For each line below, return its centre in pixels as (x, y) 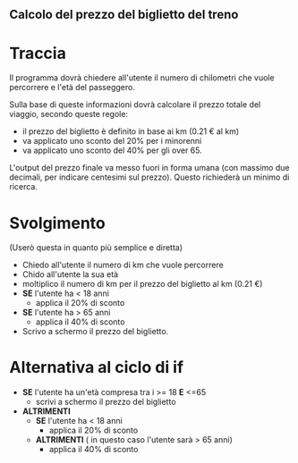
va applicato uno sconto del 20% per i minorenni (112, 141)
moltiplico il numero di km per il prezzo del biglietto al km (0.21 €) (142, 284)
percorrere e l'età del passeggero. (72, 88)
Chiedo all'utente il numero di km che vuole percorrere (123, 265)
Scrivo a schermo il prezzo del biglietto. (95, 332)
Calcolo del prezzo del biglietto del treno (124, 15)
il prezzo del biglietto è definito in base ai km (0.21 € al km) (131, 131)
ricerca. (24, 187)
